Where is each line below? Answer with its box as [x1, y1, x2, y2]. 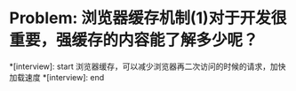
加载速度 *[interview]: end [9, 72, 105, 82]
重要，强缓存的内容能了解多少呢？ [9, 30, 260, 50]
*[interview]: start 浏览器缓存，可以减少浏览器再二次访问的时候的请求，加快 [9, 61, 286, 72]
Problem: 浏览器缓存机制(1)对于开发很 [9, 8, 287, 28]
